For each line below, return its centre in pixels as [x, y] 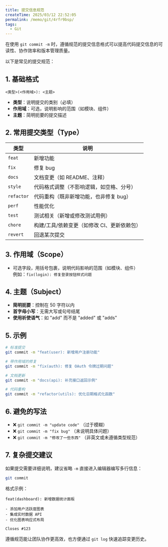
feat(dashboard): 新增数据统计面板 [40, 499]
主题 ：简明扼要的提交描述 [40, 115]
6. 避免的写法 [26, 411]
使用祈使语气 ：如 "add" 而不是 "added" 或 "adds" [65, 318]
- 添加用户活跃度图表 [25, 509]
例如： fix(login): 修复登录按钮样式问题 [52, 274]
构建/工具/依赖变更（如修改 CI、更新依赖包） [88, 225]
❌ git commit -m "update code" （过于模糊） [60, 425]
